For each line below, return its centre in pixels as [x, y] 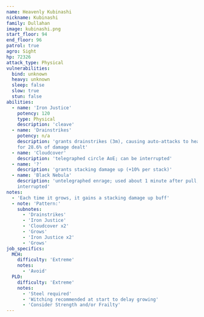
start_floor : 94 [27, 35]
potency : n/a [34, 136]
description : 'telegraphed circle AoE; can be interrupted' [95, 158]
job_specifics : [25, 249]
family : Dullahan [28, 23]
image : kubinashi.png [34, 29]
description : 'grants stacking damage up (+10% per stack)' [95, 170]
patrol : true [23, 46]
